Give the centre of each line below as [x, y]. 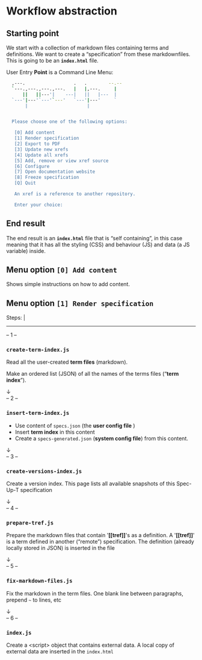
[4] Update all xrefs [41, 155]
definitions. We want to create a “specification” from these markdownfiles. [98, 54]
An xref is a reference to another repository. [75, 194]
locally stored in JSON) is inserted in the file [61, 548]
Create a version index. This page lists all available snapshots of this [91, 484]
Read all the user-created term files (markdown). [67, 362]
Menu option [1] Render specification [80, 303]
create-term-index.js [38, 350]
